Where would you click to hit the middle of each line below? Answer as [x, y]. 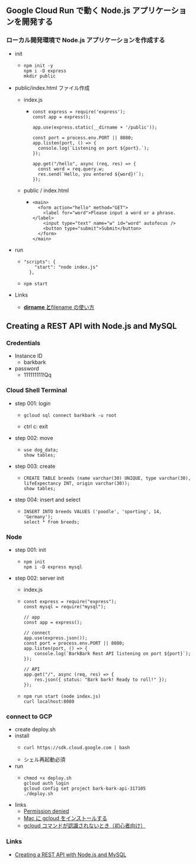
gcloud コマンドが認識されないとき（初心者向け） [85, 826]
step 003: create [35, 466]
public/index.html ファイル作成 [52, 87]
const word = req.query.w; [71, 169]
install [22, 736]
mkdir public [40, 76]
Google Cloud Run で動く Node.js [68, 11]
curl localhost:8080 [49, 701]
